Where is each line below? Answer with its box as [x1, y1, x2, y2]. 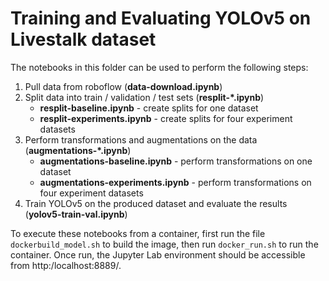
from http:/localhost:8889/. [10, 259, 122, 271]
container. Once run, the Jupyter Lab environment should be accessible [10, 248, 306, 261]
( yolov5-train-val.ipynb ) [24, 208, 128, 220]
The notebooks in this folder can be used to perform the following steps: [10, 61, 309, 73]
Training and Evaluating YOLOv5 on [10, 7, 312, 30]
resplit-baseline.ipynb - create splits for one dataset [39, 102, 259, 114]
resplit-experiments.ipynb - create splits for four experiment [39, 112, 293, 124]
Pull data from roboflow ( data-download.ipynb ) [24, 80, 223, 92]
